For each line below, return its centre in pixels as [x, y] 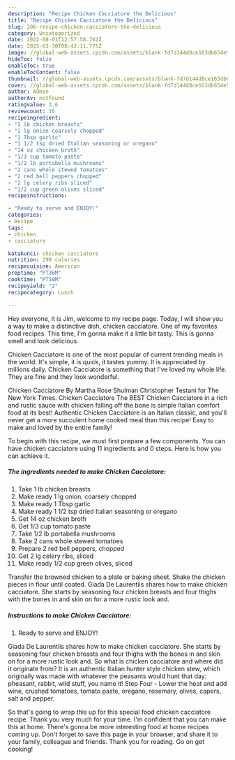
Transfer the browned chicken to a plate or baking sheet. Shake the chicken [117, 577]
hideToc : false [30, 59]
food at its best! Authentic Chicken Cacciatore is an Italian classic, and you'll [117, 413]
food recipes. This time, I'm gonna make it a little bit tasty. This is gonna [111, 334]
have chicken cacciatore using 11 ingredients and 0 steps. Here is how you [115, 448]
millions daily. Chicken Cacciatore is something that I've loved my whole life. [117, 369]
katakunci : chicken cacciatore [53, 253]
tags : [16, 228]
